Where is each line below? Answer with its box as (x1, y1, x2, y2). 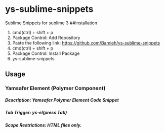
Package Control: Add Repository (12, 35, 81, 41)
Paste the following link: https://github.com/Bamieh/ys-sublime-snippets (12, 40, 160, 45)
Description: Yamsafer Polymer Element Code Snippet (5, 97, 119, 103)
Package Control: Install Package (12, 50, 80, 56)
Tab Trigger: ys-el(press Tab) (5, 110, 67, 116)
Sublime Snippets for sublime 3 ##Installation (5, 20, 97, 26)
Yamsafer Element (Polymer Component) (5, 85, 106, 92)
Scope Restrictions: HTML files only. (5, 122, 82, 128)
